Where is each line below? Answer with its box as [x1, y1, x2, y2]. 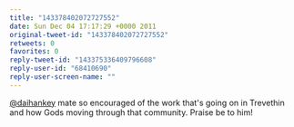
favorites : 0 [9, 47, 59, 56]
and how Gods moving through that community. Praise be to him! [9, 106, 253, 118]
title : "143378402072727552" [9, 13, 120, 23]
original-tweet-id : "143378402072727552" [9, 30, 169, 39]
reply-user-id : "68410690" [9, 64, 112, 73]
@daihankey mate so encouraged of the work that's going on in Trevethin [9, 97, 285, 108]
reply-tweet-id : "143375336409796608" [9, 55, 157, 64]
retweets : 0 [9, 38, 55, 48]
